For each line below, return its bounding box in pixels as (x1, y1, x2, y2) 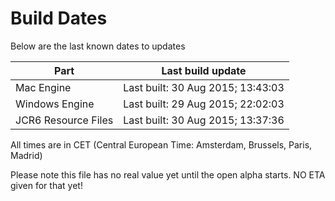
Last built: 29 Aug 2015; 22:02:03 (123, 97, 285, 111)
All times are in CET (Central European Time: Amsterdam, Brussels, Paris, (10, 138, 313, 151)
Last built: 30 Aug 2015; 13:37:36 (123, 113, 285, 127)
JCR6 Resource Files (15, 113, 114, 127)
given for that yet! (10, 179, 83, 191)
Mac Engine (15, 80, 72, 94)
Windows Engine (15, 97, 95, 111)
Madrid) (10, 149, 43, 161)
